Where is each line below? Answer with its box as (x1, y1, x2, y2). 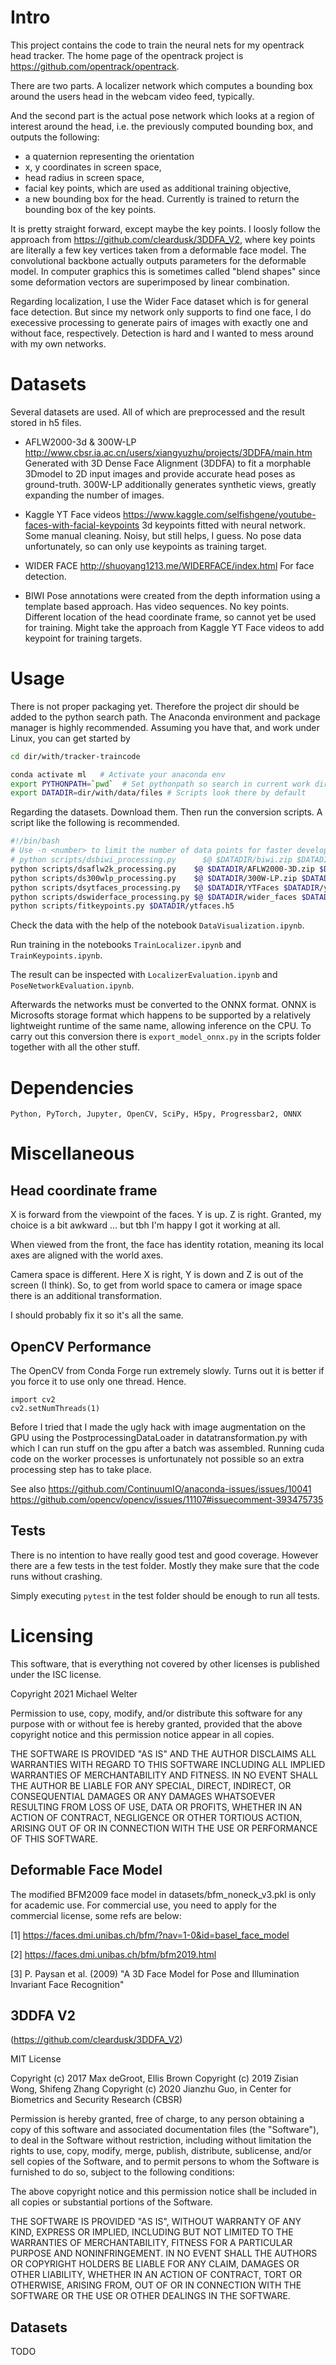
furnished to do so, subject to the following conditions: (10, 2166, 235, 2178)
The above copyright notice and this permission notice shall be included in (10, 2186, 317, 2198)
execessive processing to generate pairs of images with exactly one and (10, 316, 309, 328)
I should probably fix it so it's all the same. (10, 1309, 184, 1321)
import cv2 (10, 1395, 56, 1405)
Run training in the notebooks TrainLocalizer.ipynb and (10, 939, 242, 951)
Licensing (10, 1625, 94, 1648)
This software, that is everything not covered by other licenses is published (10, 1657, 320, 1670)
